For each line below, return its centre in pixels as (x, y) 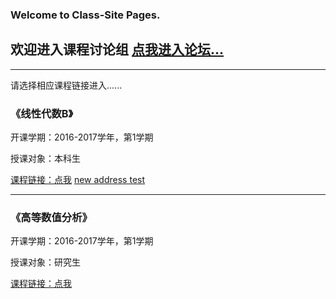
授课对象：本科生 (45, 159)
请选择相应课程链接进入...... (66, 85)
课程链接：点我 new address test (78, 180)
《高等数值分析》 (51, 217)
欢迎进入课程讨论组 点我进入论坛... (117, 49)
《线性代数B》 (42, 113)
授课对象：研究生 (45, 262)
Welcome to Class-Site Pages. (85, 15)
